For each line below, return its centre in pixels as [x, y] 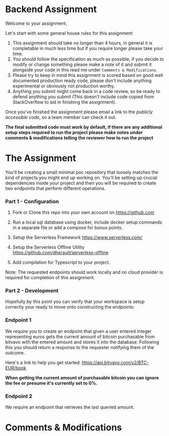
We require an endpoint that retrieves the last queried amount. [70, 407]
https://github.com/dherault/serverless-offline [60, 253]
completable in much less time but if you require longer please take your [88, 48]
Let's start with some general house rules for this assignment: [69, 33]
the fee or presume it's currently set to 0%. [51, 383]
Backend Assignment [51, 9]
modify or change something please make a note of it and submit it [82, 64]
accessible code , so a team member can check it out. [61, 117]
